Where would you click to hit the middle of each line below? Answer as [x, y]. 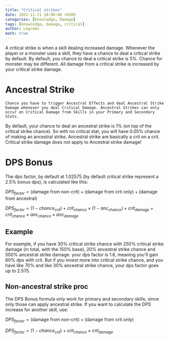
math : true [17, 33]
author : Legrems [22, 29]
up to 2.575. [18, 271]
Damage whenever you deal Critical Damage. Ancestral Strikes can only [82, 108]
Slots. [12, 116]
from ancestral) [21, 198]
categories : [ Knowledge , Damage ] [40, 19]
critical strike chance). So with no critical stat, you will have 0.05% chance [83, 131]
